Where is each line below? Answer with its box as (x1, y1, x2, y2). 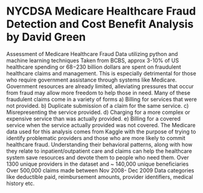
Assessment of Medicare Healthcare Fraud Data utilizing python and (6, 50, 178, 57)
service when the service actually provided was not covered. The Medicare (6, 121, 196, 128)
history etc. (6, 180, 35, 187)
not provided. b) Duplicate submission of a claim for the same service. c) (6, 102, 189, 109)
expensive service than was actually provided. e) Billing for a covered (6, 114, 181, 122)
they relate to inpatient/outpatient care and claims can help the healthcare (6, 147, 192, 155)
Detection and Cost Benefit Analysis (6, 17, 194, 31)
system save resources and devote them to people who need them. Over (6, 153, 189, 161)
